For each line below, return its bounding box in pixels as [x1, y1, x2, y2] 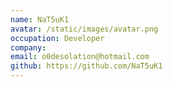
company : [10, 42, 47, 53]
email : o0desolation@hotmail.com [10, 52, 150, 62]
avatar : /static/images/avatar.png [10, 24, 159, 34]
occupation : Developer [10, 33, 105, 43]
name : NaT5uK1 [10, 14, 70, 25]
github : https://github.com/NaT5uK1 [10, 61, 163, 71]
